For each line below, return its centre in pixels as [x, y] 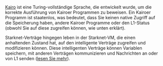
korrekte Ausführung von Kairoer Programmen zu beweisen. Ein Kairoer [78, 12]
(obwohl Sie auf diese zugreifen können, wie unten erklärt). [65, 28]
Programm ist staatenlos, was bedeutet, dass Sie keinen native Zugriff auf [80, 17]
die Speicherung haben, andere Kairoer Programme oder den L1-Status [77, 23]
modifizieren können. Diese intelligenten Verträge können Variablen [74, 48]
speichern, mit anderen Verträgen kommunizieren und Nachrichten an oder [81, 53]
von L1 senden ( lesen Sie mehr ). [38, 58]
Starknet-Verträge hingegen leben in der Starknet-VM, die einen [70, 37]
